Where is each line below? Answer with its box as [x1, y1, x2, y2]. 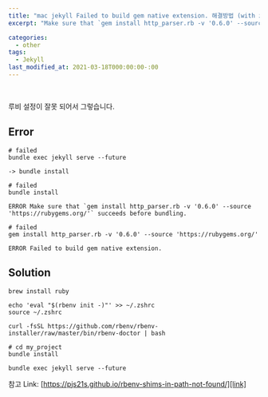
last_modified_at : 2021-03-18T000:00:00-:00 [8, 63, 159, 72]
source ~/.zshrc [8, 308, 62, 316]
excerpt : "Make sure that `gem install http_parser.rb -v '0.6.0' [8, 19, 234, 27]
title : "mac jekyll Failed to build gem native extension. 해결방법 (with [8, 11, 255, 20]
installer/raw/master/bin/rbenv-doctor [8, 329, 141, 337]
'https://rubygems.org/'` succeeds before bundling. [8, 209, 187, 217]
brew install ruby [8, 287, 69, 296]
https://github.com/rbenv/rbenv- [47, 322, 159, 330]
